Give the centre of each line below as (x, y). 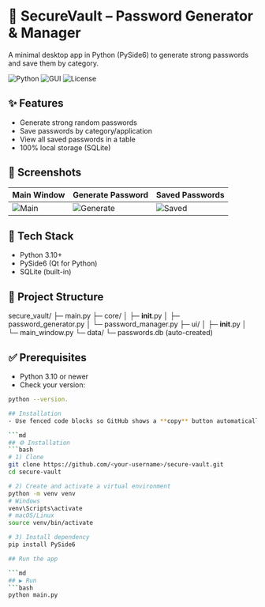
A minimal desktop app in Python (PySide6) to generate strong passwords (129, 55)
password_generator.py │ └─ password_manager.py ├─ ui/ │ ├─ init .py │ (127, 324)
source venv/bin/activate (50, 523)
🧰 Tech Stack (41, 236)
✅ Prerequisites (47, 358)
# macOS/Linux (32, 516)
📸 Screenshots (45, 173)
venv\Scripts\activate (45, 508)
